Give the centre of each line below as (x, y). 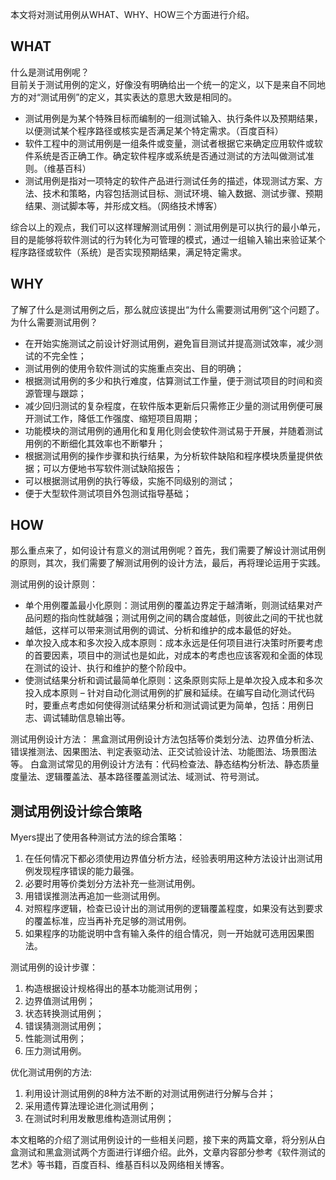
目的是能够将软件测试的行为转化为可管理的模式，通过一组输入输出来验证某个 (168, 239)
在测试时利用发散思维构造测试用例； (99, 1119)
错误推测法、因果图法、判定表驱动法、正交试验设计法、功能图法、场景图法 (163, 752)
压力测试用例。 (55, 1051)
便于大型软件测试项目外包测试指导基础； (108, 493)
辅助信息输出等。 (95, 718)
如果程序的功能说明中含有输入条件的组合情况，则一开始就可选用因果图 (169, 934)
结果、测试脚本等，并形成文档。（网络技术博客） (123, 205)
